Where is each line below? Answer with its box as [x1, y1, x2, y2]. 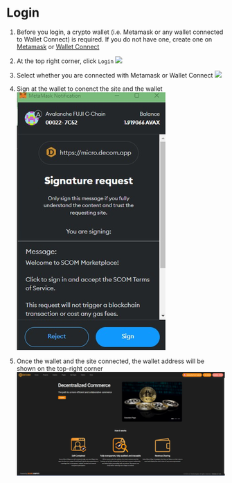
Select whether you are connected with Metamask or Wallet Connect [16, 71, 213, 79]
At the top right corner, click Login [16, 57, 114, 65]
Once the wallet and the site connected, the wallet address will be [16, 357, 205, 365]
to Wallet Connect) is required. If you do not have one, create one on [16, 35, 213, 43]
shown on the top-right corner [16, 364, 103, 372]
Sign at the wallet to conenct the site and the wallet [16, 85, 163, 93]
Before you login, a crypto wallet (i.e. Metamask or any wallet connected [16, 28, 224, 36]
